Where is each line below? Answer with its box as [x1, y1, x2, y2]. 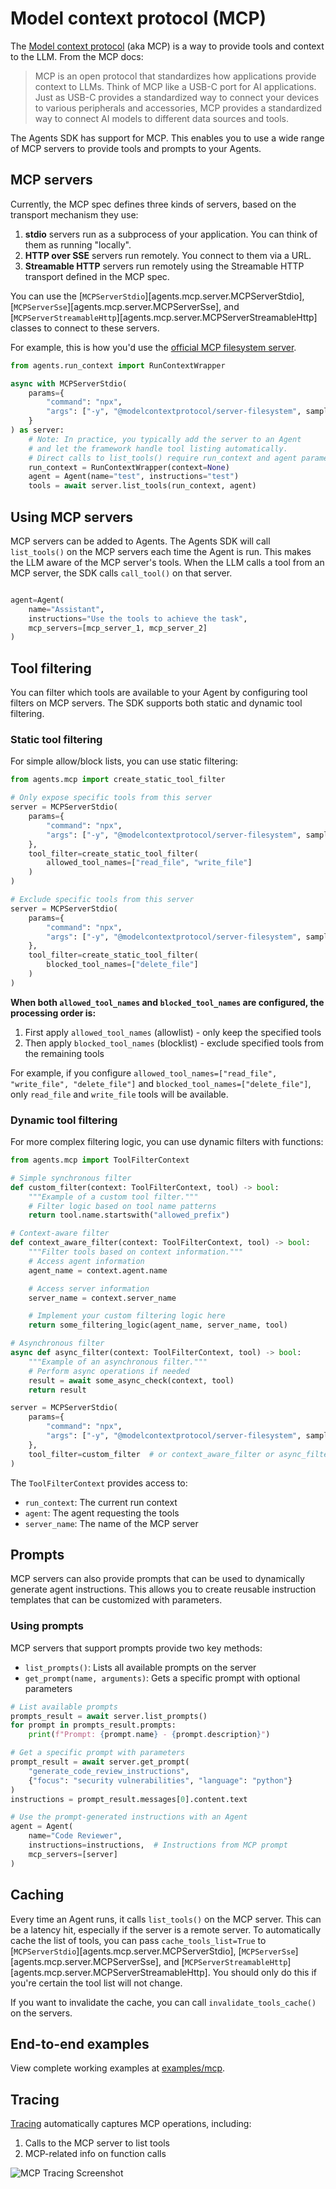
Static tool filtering [10, 733, 103, 747]
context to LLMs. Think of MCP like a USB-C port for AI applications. [34, 80, 317, 92]
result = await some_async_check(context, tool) [28, 1375, 235, 1386]
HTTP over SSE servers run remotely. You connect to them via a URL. [24, 249, 312, 261]
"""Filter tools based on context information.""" [28, 1247, 244, 1257]
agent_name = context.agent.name [28, 1265, 168, 1276]
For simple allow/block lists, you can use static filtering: [10, 755, 239, 767]
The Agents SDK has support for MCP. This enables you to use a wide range [10, 132, 325, 144]
